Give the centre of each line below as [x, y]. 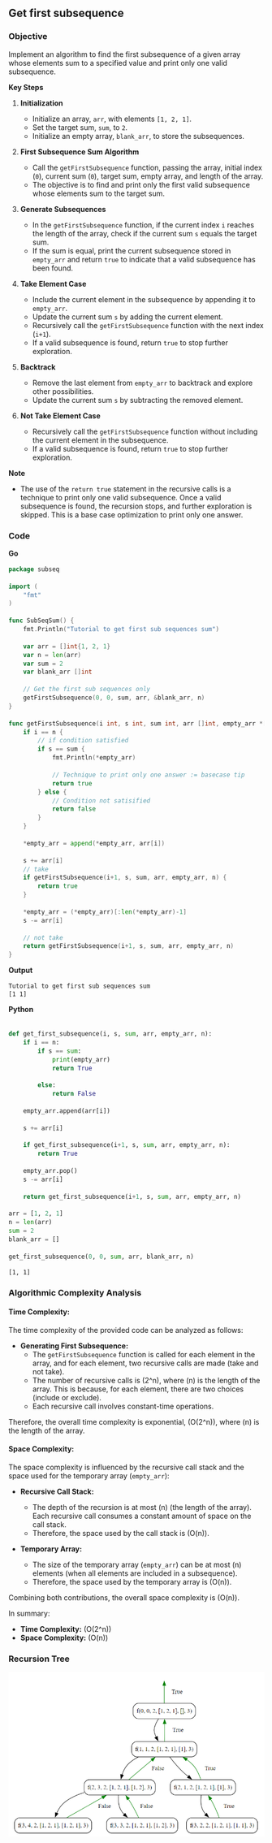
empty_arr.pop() [51, 1171]
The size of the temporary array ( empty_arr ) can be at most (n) [137, 1565]
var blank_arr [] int [58, 672]
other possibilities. [63, 391]
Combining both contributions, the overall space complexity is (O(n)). [124, 1598]
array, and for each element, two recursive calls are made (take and [145, 1363]
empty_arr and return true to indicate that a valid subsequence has [144, 259]
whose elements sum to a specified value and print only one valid [118, 63]
